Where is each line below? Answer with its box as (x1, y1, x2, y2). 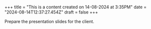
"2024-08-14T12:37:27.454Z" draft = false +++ (4, 9, 98, 15)
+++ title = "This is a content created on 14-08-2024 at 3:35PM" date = (4, 4, 147, 10)
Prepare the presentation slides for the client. (4, 19, 95, 24)
